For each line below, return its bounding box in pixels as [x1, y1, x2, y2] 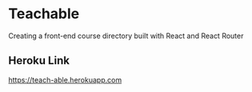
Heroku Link [8, 54, 70, 67]
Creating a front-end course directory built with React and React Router [8, 31, 244, 40]
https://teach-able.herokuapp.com [8, 75, 122, 84]
